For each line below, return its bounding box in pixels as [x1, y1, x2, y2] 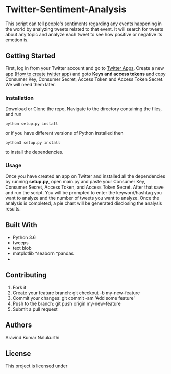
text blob [12, 245, 32, 251]
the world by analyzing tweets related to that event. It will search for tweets [5, 26, 163, 32]
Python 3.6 [12, 234, 36, 241]
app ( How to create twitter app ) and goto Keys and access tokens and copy [5, 71, 166, 77]
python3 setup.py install [5, 140, 60, 145]
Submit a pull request [12, 306, 58, 312]
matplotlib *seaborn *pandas [12, 250, 74, 256]
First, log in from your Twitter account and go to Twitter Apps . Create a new [5, 65, 164, 71]
